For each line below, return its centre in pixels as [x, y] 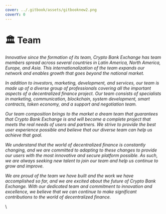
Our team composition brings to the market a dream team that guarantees [82, 114]
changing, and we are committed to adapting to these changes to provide [81, 150]
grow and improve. [24, 166]
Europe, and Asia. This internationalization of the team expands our [75, 68]
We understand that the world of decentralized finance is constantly [76, 145]
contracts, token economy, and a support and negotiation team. [71, 104]
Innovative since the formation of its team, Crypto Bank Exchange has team [83, 57]
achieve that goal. [24, 135]
